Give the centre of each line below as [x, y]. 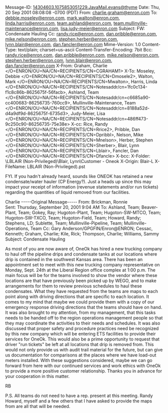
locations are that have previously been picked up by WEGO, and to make [81, 280]
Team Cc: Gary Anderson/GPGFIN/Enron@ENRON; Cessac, [91, 228]
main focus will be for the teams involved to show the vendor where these [81, 275]
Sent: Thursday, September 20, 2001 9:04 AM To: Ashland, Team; [73, 207]
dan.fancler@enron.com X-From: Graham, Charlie [56, 65]
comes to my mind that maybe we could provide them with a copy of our [80, 302]
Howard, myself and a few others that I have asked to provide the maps [79, 401]
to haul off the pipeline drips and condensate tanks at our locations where [81, 254]
